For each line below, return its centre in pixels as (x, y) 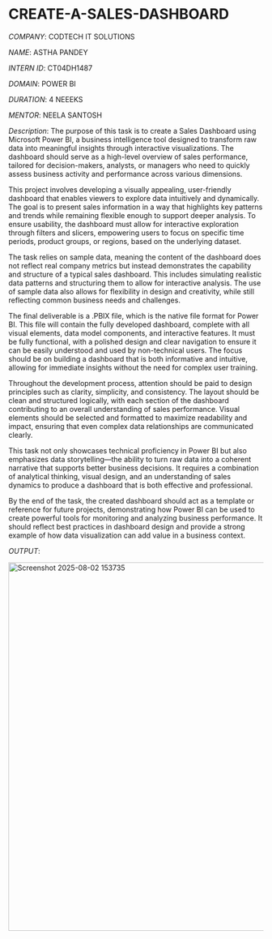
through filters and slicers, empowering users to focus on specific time (126, 233)
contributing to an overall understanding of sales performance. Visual (124, 409)
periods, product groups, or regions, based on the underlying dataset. (125, 241)
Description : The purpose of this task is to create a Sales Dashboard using (132, 131)
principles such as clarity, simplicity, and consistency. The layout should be (134, 392)
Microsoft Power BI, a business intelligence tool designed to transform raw (133, 139)
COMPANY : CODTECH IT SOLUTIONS (72, 36)
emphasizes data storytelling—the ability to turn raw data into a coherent (130, 459)
